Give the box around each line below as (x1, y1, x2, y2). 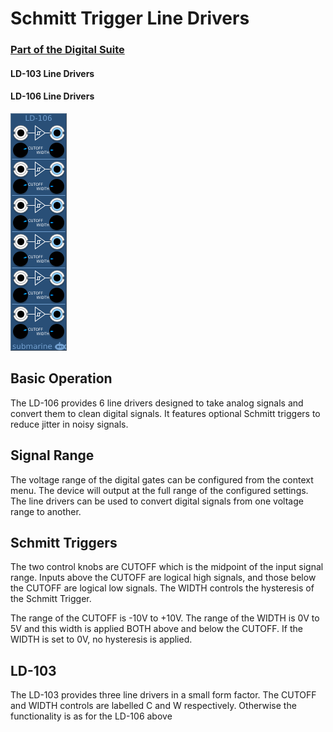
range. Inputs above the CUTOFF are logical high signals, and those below (10, 572, 317, 584)
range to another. (10, 505, 82, 517)
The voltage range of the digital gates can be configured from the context (10, 473, 314, 486)
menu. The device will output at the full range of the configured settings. (10, 484, 309, 496)
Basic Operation (10, 370, 113, 387)
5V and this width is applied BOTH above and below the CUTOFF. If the (10, 623, 303, 635)
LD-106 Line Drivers (10, 90, 95, 102)
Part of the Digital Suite (10, 43, 125, 57)
